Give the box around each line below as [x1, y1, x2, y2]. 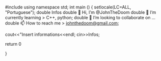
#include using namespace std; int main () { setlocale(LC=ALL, [5, 4, 132, 10]
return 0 [5, 41, 22, 47]
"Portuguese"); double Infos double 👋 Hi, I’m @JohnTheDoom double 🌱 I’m [5, 9, 156, 15]
